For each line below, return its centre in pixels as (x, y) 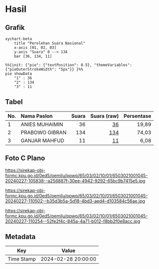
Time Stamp (22, 259)
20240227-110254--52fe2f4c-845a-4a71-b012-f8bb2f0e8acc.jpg (73, 221)
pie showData (19, 74)
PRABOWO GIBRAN (43, 132)
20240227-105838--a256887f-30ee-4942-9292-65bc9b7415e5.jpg (75, 180)
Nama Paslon (37, 116)
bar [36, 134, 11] (33, 56)
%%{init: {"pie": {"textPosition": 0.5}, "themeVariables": (69, 65)
